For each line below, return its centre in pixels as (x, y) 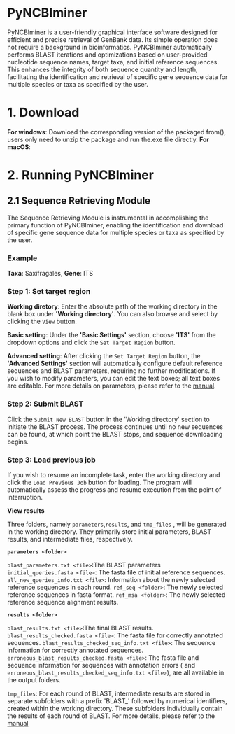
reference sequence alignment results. (63, 602)
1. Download (43, 113)
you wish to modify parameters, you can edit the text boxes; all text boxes (114, 379)
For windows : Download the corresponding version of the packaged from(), (116, 132)
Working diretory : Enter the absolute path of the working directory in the (112, 306)
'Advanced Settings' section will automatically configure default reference (115, 364)
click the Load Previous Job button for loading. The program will (100, 482)
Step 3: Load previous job (51, 460)
